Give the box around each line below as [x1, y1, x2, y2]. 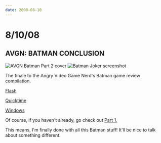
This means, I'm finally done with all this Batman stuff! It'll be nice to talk [5, 127, 156, 133]
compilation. [5, 78, 31, 84]
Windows [5, 107, 25, 113]
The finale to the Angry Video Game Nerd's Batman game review [5, 72, 141, 78]
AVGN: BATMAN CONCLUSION [5, 49, 105, 58]
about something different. [5, 132, 61, 138]
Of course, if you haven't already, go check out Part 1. [5, 117, 117, 123]
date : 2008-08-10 [5, 7, 42, 13]
